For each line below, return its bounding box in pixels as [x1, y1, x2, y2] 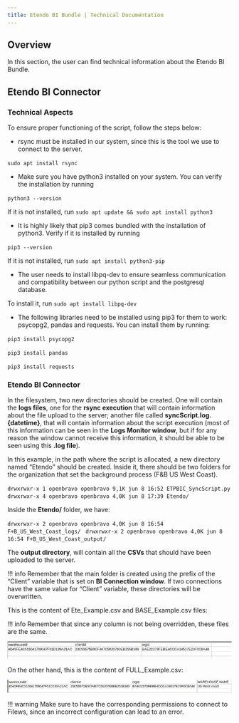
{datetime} [7, 419, 41, 427]
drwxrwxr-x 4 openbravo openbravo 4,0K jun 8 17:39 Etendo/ [7, 493, 190, 500]
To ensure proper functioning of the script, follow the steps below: [7, 123, 201, 132]
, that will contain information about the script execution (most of [40, 419, 230, 427]
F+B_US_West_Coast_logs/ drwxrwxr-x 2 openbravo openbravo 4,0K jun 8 [7, 528, 223, 536]
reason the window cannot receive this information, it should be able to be [7, 434, 225, 442]
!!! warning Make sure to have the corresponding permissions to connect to [7, 699, 228, 708]
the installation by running [17, 180, 94, 189]
